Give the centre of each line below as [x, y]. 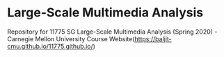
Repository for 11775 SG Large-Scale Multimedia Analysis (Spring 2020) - [112, 32]
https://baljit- [153, 38]
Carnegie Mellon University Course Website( [71, 38]
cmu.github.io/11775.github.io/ [50, 46]
